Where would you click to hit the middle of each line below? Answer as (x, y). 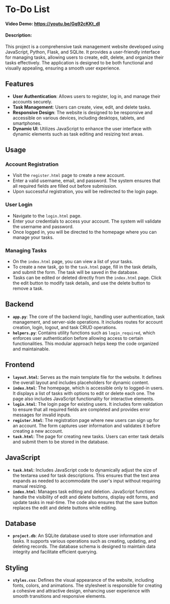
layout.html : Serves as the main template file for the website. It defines (87, 377)
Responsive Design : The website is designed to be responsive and (82, 112)
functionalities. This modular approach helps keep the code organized (86, 343)
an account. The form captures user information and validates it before (86, 425)
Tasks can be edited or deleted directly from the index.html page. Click (87, 278)
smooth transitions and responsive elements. (59, 596)
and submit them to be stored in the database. (61, 442)
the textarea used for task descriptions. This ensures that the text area (86, 475)
